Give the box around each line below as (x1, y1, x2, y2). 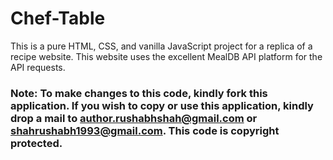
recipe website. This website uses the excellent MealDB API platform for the (10, 50, 323, 62)
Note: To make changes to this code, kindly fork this (10, 86, 268, 100)
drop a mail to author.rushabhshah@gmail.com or (10, 111, 258, 125)
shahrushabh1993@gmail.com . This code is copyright (10, 123, 280, 137)
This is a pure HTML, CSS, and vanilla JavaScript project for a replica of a (10, 40, 313, 52)
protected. (10, 136, 63, 150)
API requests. (10, 61, 66, 73)
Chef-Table (10, 7, 106, 30)
